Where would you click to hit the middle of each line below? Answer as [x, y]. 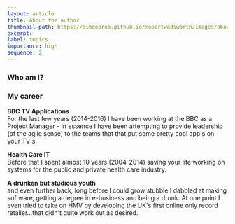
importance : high [33, 46]
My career [25, 96]
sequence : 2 [24, 53]
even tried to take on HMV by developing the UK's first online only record [113, 205]
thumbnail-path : [31, 27]
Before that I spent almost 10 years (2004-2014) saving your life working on [116, 162]
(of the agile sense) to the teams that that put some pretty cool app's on [111, 134]
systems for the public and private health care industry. [87, 169]
